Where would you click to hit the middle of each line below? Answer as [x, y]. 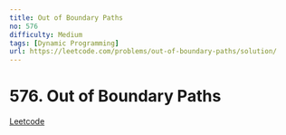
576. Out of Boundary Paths [115, 96]
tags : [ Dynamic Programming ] [64, 43]
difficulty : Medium [46, 34]
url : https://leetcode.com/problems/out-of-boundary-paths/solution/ [143, 52]
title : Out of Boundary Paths [67, 18]
